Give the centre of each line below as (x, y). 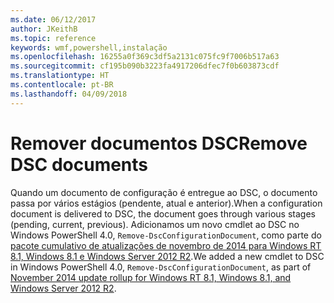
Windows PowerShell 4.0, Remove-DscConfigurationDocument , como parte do (166, 235)
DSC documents (79, 164)
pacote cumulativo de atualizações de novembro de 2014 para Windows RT (166, 245)
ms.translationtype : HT (60, 76)
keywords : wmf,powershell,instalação (89, 47)
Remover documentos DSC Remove (159, 143)
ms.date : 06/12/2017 (53, 19)
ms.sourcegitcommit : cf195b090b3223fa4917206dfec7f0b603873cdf (145, 66)
